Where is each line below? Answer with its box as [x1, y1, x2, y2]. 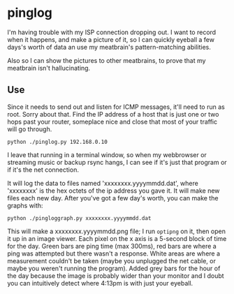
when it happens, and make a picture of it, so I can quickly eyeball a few [7, 35, 215, 43]
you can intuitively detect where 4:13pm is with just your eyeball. [7, 279, 193, 287]
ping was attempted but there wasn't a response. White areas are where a [7, 249, 221, 258]
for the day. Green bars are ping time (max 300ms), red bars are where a [7, 242, 217, 250]
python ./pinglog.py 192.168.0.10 [7, 138, 108, 145]
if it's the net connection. [7, 166, 79, 174]
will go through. [7, 124, 52, 133]
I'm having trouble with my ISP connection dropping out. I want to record [7, 28, 217, 36]
